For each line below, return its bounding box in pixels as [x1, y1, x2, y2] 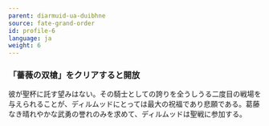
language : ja [8, 34, 52, 43]
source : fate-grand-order [8, 19, 95, 27]
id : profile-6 [8, 26, 56, 35]
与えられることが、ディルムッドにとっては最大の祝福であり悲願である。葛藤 [8, 100, 260, 109]
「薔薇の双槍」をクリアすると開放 [8, 70, 141, 81]
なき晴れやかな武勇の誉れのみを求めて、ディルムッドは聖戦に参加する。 [8, 109, 247, 119]
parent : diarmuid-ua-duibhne [8, 11, 106, 20]
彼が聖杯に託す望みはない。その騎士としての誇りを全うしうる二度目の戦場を [8, 89, 262, 99]
